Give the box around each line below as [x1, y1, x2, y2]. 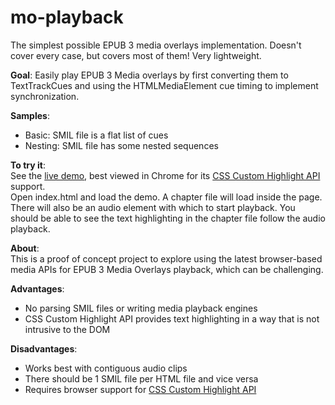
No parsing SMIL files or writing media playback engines [24, 302, 258, 314]
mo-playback [10, 6, 124, 29]
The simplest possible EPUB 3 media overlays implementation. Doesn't [10, 39, 302, 51]
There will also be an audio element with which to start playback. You [10, 201, 296, 213]
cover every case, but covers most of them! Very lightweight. [10, 49, 262, 61]
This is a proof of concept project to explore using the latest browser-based [10, 252, 323, 265]
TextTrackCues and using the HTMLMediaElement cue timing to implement [10, 79, 319, 91]
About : [10, 242, 40, 254]
